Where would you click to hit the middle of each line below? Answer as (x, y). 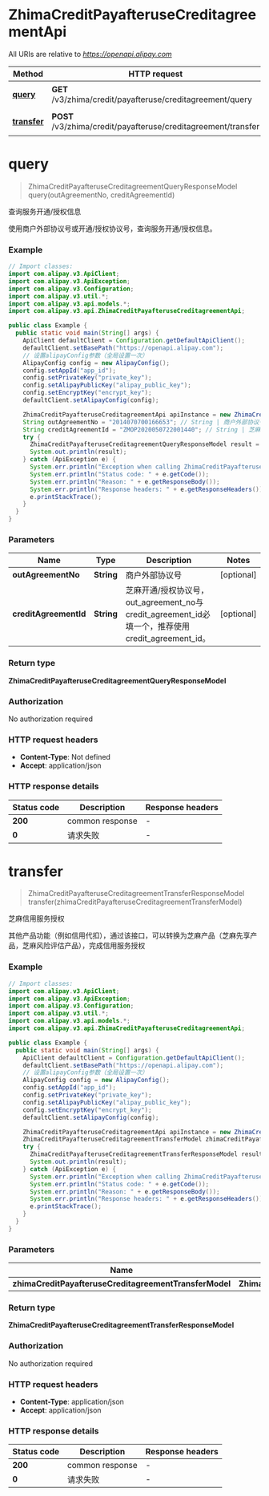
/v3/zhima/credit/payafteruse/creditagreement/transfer (156, 126)
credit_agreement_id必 (168, 614)
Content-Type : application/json (72, 1401)
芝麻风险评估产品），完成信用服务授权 (84, 946)
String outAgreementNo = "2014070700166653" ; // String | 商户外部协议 (141, 422)
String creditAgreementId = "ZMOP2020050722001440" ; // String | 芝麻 (142, 430)
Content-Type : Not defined (65, 757)
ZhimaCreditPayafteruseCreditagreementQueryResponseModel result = (145, 444)
